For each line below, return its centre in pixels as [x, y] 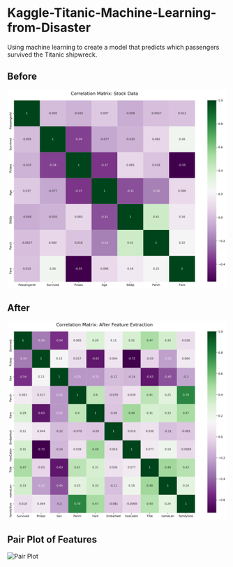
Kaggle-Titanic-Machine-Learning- [112, 13]
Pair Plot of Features [52, 539]
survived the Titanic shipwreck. [52, 55]
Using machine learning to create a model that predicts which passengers [113, 47]
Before [22, 77]
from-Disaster [49, 28]
